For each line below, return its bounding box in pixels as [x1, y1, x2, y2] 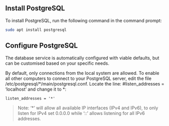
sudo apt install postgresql [5, 27, 67, 32]
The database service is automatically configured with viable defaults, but [5, 55, 159, 61]
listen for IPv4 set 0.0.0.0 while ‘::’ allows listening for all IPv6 [17, 110, 145, 116]
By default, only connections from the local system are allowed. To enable [5, 70, 159, 76]
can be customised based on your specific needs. [5, 60, 110, 66]
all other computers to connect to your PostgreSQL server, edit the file [5, 75, 152, 81]
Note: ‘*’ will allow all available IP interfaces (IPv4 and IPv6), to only [17, 105, 158, 111]
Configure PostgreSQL [5, 41, 78, 50]
